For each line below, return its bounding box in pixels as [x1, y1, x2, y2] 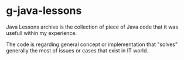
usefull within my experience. [6, 29, 77, 36]
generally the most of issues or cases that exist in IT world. [6, 47, 148, 54]
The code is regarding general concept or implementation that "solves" [6, 41, 178, 48]
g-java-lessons [6, 4, 82, 17]
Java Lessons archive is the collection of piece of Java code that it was [6, 23, 179, 30]
